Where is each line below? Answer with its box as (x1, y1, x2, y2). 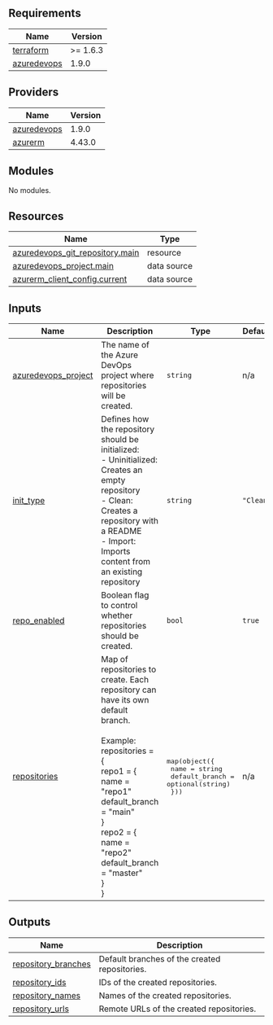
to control (101, 600, 138, 611)
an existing (101, 566, 143, 577)
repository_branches (12, 958, 91, 970)
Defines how (101, 414, 149, 425)
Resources (8, 209, 64, 223)
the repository (101, 423, 155, 435)
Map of (101, 654, 128, 665)
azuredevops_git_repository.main (12, 247, 140, 259)
